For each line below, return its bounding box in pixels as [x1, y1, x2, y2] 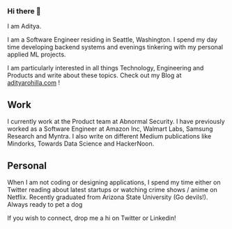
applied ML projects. [7, 50, 66, 58]
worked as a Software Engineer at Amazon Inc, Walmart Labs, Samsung [7, 125, 214, 133]
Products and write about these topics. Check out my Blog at [7, 71, 182, 79]
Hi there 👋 [7, 6, 42, 16]
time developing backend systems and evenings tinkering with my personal [7, 43, 224, 52]
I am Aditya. [7, 22, 42, 31]
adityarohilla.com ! [7, 79, 61, 87]
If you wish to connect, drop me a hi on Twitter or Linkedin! [7, 214, 176, 222]
